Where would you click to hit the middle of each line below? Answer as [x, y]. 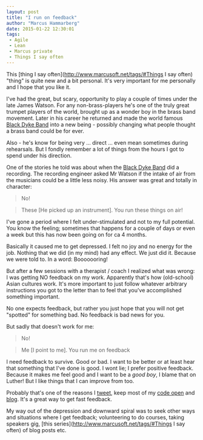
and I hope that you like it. [38, 87]
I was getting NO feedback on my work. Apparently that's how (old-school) [100, 277]
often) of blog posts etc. [36, 430]
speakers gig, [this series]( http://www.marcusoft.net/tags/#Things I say [96, 424]
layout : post [23, 12]
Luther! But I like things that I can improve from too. [70, 381]
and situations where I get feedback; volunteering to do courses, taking [95, 417]
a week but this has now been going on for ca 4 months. [77, 234]
